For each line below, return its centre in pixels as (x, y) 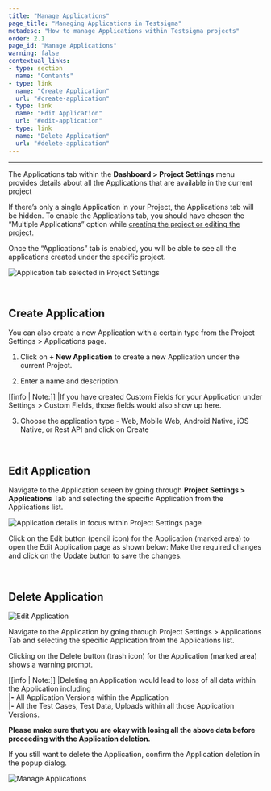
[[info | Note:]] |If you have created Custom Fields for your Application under (135, 397)
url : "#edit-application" (59, 121)
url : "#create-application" (63, 98)
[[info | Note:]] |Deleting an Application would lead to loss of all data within (132, 680)
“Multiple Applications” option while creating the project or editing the (124, 224)
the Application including (50, 688)
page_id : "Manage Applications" (63, 46)
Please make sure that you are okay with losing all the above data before (132, 730)
